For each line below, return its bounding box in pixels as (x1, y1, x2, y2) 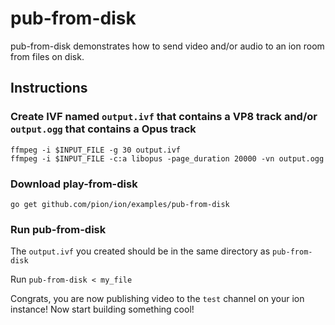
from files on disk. (10, 50, 85, 62)
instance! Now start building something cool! (10, 303, 195, 316)
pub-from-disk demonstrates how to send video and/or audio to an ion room (10, 40, 325, 52)
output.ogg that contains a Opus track (10, 122, 197, 136)
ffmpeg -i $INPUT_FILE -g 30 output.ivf (10, 145, 182, 155)
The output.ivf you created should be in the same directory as (10, 245, 271, 257)
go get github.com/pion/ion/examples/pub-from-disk (10, 199, 230, 209)
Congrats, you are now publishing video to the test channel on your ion (10, 293, 305, 305)
